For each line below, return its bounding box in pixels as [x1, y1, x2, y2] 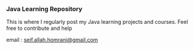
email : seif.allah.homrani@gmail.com [6, 36, 98, 44]
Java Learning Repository [6, 5, 83, 13]
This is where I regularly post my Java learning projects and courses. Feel [6, 19, 189, 26]
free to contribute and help [6, 24, 72, 32]
